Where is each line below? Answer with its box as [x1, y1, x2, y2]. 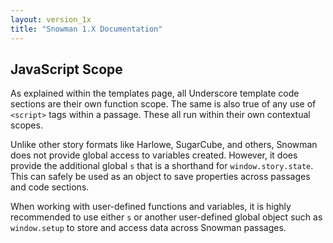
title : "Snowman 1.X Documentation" [10, 24, 163, 34]
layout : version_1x [10, 14, 92, 25]
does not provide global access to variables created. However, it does [10, 149, 298, 161]
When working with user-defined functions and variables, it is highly [10, 201, 292, 213]
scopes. [10, 119, 43, 131]
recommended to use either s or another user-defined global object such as [10, 211, 323, 223]
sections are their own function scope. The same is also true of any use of [10, 98, 317, 110]
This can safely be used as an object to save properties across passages [10, 171, 311, 183]
